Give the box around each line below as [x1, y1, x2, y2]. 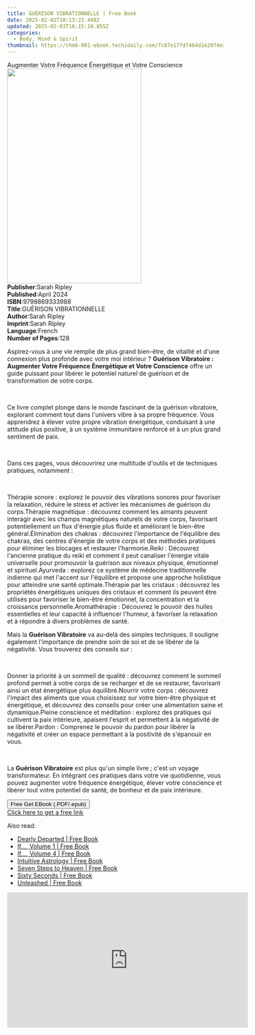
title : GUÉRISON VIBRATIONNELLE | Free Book [7, 10, 137, 17]
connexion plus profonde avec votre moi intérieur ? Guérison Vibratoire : [7, 355, 214, 363]
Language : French [7, 327, 58, 335]
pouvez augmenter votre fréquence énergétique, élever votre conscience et [7, 779, 222, 787]
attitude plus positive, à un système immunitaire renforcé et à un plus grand [7, 425, 221, 433]
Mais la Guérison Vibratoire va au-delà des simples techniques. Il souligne [7, 630, 219, 638]
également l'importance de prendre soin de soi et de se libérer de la [7, 638, 199, 646]
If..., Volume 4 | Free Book [16, 849, 91, 858]
